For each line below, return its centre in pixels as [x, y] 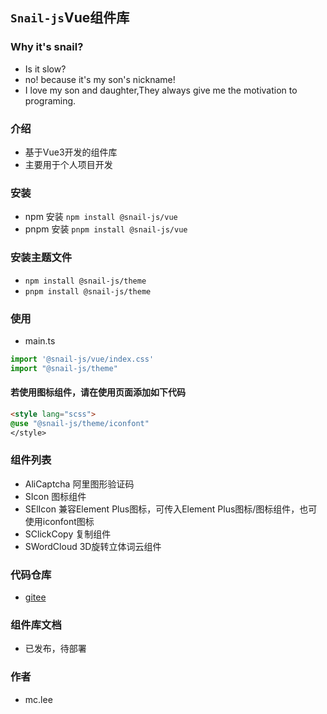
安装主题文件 [41, 258]
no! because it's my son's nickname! [100, 79]
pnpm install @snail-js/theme [88, 291]
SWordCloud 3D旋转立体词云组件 [93, 546]
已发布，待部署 [55, 649]
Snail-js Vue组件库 [70, 18]
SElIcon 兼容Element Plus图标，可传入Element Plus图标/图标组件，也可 [171, 509]
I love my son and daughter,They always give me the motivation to [161, 90]
